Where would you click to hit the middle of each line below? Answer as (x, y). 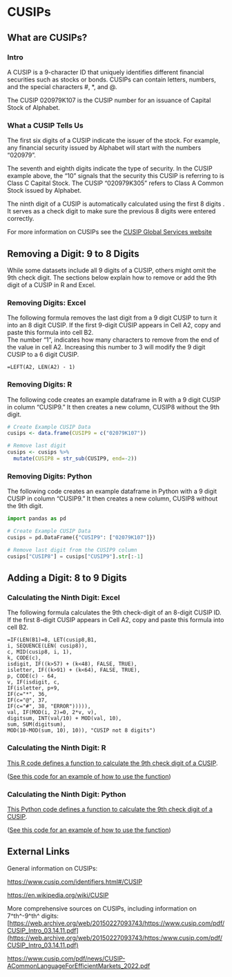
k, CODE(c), (24, 658)
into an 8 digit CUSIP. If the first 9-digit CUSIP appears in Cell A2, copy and (114, 325)
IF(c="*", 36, (28, 695)
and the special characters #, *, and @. (62, 86)
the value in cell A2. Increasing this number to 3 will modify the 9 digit (106, 347)
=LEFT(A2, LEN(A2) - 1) (41, 367)
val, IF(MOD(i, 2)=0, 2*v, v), (52, 713)
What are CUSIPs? (47, 38)
